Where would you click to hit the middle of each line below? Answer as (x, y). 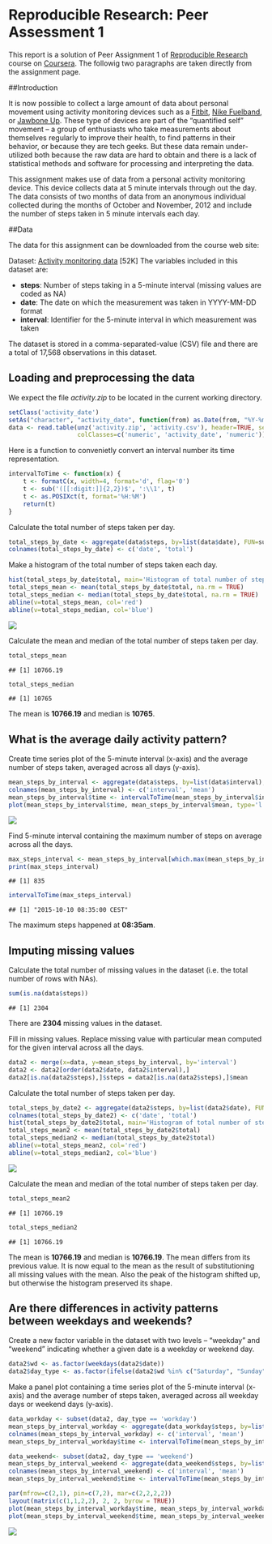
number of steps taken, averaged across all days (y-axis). (104, 768)
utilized (21, 155)
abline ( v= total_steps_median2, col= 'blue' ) (83, 1153)
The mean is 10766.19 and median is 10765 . (82, 714)
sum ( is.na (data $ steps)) (49, 994)
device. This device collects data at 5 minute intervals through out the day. (133, 187)
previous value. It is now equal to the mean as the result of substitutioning (132, 1265)
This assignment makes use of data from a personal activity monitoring (127, 179)
